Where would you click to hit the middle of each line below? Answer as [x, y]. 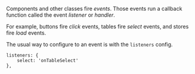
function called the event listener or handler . [61, 15]
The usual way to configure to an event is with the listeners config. [89, 44]
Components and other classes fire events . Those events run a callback [94, 9]
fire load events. [26, 33]
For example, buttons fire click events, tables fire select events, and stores [97, 27]
